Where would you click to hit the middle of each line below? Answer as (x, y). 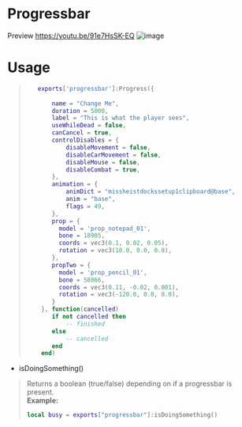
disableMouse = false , (103, 162)
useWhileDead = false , (89, 126)
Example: (42, 401)
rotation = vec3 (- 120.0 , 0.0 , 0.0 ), (119, 295)
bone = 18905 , (82, 236)
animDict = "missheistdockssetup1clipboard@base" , (151, 192)
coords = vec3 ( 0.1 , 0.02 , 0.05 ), (114, 243)
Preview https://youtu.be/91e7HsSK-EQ (71, 36)
